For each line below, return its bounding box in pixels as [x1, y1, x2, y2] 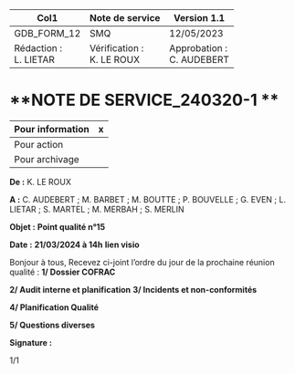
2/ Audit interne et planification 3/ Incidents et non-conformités [9, 284, 258, 295]
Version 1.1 [173, 12, 226, 24]
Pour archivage [14, 152, 79, 165]
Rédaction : [14, 42, 63, 54]
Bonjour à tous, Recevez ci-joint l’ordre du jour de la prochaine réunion [9, 256, 276, 267]
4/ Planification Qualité [9, 301, 99, 313]
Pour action [14, 138, 64, 151]
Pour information [14, 122, 90, 135]
